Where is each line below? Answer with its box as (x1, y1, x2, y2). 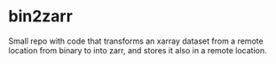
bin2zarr (8, 6, 73, 27)
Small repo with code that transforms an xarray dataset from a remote (8, 36, 264, 46)
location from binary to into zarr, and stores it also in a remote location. (8, 44, 267, 55)
